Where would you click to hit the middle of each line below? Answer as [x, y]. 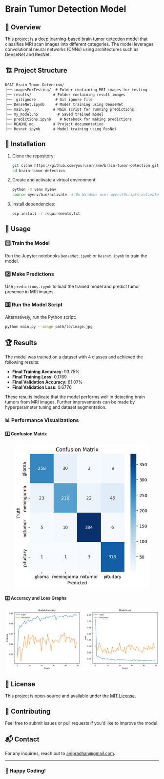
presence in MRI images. [30, 291]
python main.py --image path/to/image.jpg [49, 327]
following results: [22, 362]
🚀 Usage [18, 229]
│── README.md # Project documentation [54, 124]
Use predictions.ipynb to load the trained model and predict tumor [73, 286]
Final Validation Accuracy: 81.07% [47, 382]
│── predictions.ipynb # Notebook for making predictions [69, 119]
